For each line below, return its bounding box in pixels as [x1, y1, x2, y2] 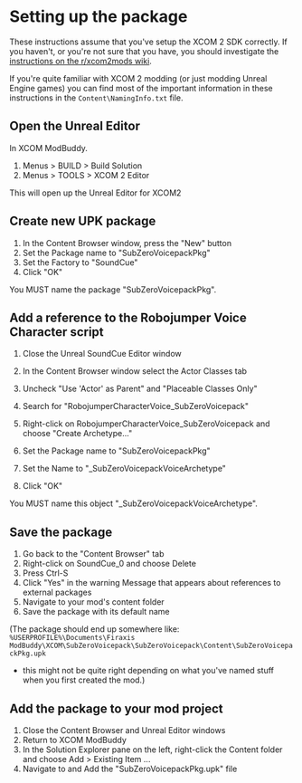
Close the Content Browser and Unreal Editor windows [22, 725, 226, 735]
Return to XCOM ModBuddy [22, 735, 127, 745]
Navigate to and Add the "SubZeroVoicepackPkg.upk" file [22, 763, 238, 774]
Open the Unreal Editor [9, 119, 140, 134]
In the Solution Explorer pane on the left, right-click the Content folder [22, 744, 283, 755]
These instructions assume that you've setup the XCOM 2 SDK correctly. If [9, 36, 288, 47]
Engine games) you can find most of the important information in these [9, 82, 273, 93]
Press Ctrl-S [22, 568, 69, 578]
